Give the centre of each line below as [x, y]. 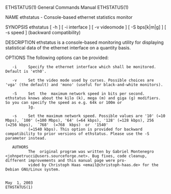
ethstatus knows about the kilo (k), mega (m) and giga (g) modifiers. [83, 98]
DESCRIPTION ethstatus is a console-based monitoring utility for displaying [85, 42]
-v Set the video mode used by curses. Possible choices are [83, 80]
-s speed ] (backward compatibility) [43, 32]
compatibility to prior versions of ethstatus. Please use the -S [77, 134]
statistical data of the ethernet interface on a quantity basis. [68, 48]
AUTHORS [20, 147]
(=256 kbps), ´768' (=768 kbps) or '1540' [57, 125]
